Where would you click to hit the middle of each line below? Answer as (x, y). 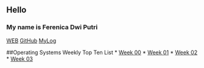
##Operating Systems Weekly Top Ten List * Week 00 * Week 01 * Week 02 (102, 52)
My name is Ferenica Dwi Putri (52, 27)
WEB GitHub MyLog (31, 40)
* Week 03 (20, 59)
